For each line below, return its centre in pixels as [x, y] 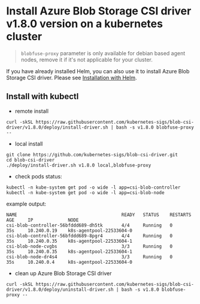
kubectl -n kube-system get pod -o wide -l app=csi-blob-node [85, 193]
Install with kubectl [43, 96]
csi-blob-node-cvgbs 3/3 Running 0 [89, 246]
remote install [32, 111]
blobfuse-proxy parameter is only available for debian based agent [103, 53]
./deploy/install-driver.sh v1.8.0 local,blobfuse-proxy [79, 165]
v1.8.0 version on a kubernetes [85, 24]
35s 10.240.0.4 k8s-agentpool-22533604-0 [69, 262]
